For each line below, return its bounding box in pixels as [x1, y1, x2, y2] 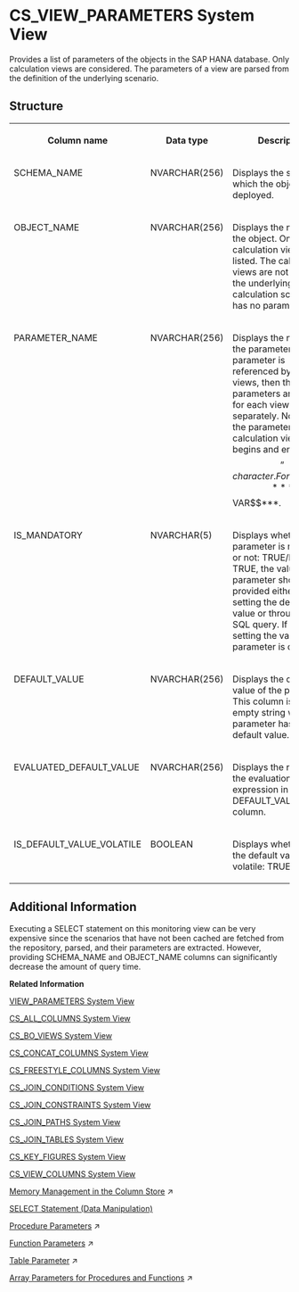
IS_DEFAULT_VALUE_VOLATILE [13, 838, 142, 850]
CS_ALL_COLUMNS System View [9, 1013, 131, 1023]
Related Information [9, 978, 85, 989]
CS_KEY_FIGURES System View [9, 1151, 126, 1162]
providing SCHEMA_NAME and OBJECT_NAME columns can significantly [9, 951, 278, 962]
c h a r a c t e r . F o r [232, 469, 290, 482]
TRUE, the [232, 562, 275, 575]
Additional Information [9, 899, 137, 915]
